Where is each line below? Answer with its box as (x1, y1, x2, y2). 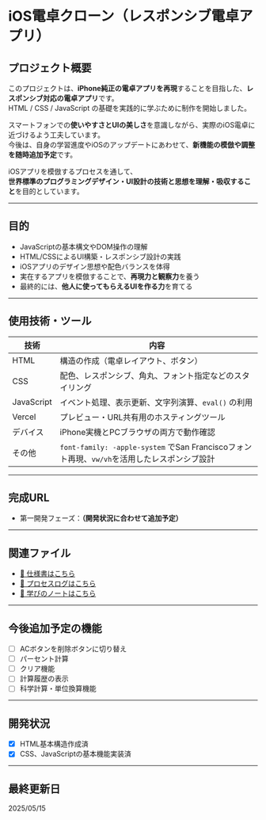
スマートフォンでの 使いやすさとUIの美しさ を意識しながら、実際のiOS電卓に (8, 120, 256, 129)
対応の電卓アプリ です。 (42, 93, 119, 103)
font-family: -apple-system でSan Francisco (59, 441, 229, 452)
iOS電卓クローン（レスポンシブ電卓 (8, 7, 240, 25)
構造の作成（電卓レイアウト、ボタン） (59, 355, 203, 366)
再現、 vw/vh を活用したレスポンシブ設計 (67, 453, 215, 464)
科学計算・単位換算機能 (19, 684, 97, 693)
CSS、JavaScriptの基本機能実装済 (19, 749, 132, 759)
